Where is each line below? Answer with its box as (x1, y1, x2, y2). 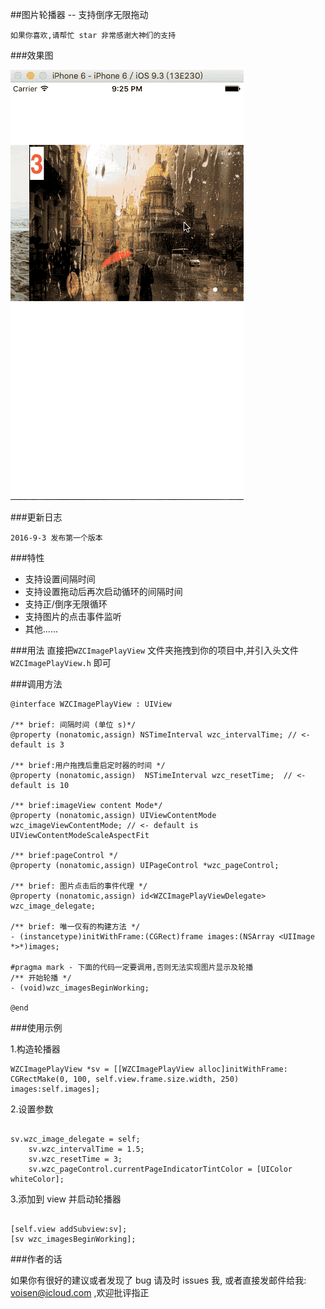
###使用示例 (10, 1022, 63, 1033)
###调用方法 (10, 678, 63, 690)
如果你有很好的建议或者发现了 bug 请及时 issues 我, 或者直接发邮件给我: (10, 1274, 307, 1286)
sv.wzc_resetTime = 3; (28, 1154, 123, 1164)
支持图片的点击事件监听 (24, 611, 122, 622)
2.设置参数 (10, 1103, 54, 1115)
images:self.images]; (10, 1084, 101, 1094)
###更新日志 (10, 511, 63, 523)
